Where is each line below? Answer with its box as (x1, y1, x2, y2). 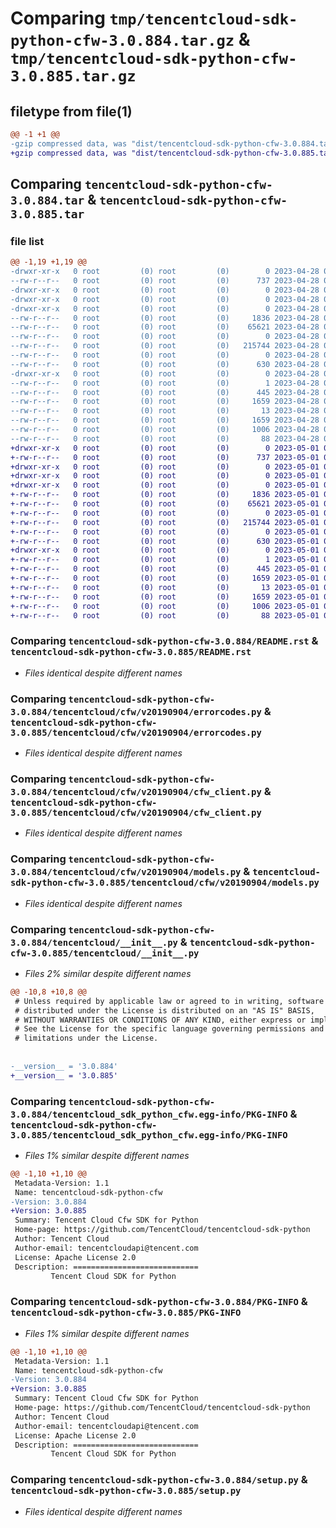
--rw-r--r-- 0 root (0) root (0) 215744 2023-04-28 (10, 341, 320, 351)
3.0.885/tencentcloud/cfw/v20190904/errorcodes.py (10, 727, 262, 738)
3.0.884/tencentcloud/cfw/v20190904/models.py (10, 867, 242, 878)
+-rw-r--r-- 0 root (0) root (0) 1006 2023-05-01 (10, 601, 320, 611)
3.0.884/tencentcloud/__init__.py (10, 937, 178, 948)
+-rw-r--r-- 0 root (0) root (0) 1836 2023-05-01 (10, 490, 320, 500)
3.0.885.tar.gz (10, 67, 137, 86)
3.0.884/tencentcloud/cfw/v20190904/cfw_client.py (10, 786, 262, 797)
